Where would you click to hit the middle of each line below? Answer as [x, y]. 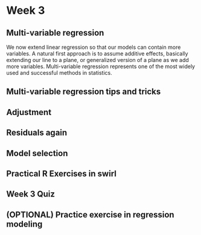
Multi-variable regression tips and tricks [84, 92]
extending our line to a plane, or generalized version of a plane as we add [97, 60]
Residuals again [37, 133]
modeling [24, 224]
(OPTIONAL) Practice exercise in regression [90, 215]
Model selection [37, 153]
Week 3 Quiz [31, 194]
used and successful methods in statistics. [59, 73]
